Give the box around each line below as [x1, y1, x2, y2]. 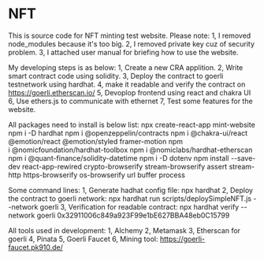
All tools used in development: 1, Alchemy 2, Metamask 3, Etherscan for [8, 225, 241, 235]
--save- [230, 153, 256, 162]
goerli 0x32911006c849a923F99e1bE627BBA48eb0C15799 [36, 210, 230, 220]
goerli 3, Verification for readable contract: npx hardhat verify [39, 202, 240, 211]
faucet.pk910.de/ [8, 242, 63, 252]
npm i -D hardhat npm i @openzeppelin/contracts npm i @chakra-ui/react [8, 128, 248, 138]
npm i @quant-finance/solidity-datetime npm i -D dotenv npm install [8, 153, 229, 162]
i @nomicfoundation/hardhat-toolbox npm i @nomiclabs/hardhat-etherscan [8, 145, 253, 154]
